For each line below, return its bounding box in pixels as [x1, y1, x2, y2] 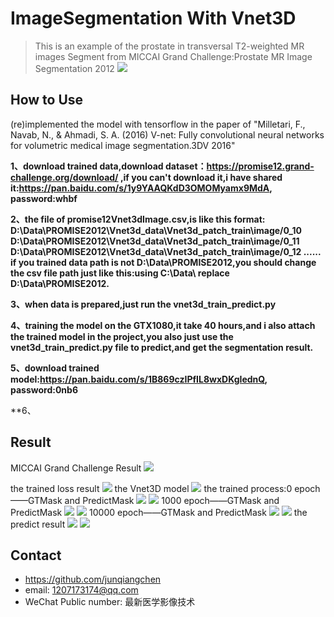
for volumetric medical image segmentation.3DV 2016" [10, 139, 236, 151]
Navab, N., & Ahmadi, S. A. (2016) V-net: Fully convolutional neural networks [10, 128, 325, 141]
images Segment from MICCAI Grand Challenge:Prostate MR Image [34, 50, 313, 62]
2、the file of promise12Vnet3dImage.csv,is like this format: [10, 213, 266, 225]
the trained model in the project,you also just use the [10, 330, 234, 342]
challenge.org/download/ [10, 171, 119, 183]
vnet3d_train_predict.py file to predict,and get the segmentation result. [10, 341, 314, 353]
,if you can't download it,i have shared [119, 171, 283, 183]
